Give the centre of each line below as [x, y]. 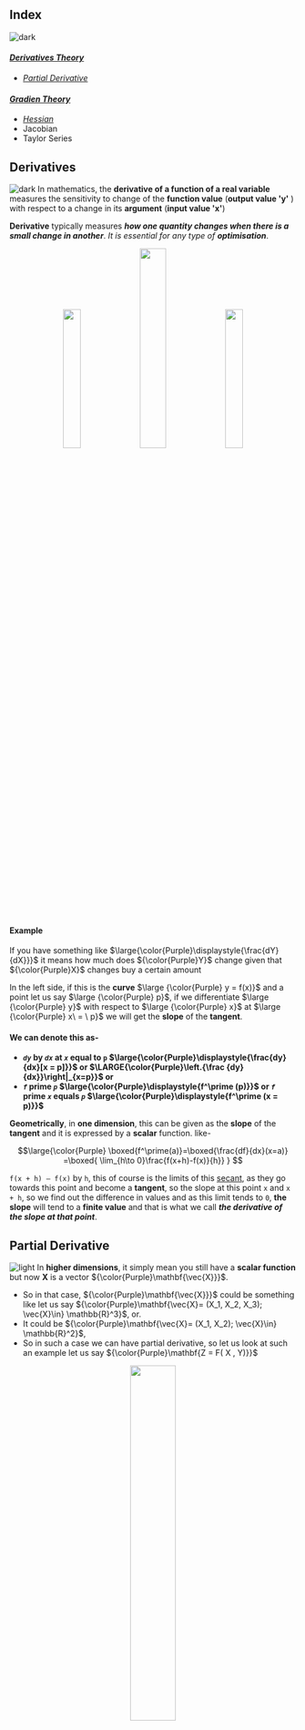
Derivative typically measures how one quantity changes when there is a [149, 226]
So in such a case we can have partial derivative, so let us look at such [155, 1343]
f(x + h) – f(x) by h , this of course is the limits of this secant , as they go [148, 1178]
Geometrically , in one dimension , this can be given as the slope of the [143, 1124]
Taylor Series [47, 138]
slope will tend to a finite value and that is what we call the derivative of [146, 1207]
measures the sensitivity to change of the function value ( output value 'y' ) [152, 198]
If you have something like [59, 951]
